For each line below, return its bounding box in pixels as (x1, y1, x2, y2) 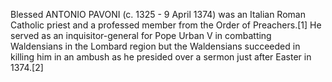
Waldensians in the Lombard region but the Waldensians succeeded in (10, 40, 301, 52)
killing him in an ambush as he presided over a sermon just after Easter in (10, 51, 312, 63)
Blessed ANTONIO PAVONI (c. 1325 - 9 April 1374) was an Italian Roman (10, 9, 306, 20)
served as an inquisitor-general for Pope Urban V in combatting (10, 30, 272, 41)
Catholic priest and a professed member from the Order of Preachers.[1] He (10, 19, 322, 31)
